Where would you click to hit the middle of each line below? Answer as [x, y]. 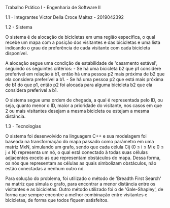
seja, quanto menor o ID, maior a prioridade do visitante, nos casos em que [84, 106]
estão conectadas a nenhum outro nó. [45, 168]
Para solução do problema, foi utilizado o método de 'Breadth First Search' [83, 178]
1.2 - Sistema [19, 27]
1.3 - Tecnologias [23, 126]
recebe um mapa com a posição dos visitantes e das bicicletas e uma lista [83, 42]
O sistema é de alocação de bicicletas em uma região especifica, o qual [80, 37]
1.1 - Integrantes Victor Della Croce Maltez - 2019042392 [65, 17]
